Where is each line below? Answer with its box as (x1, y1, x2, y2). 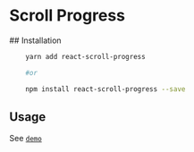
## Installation (9, 35, 62, 46)
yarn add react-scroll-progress (25, 52, 146, 61)
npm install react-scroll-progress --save (25, 84, 186, 94)
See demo (9, 133, 42, 144)
